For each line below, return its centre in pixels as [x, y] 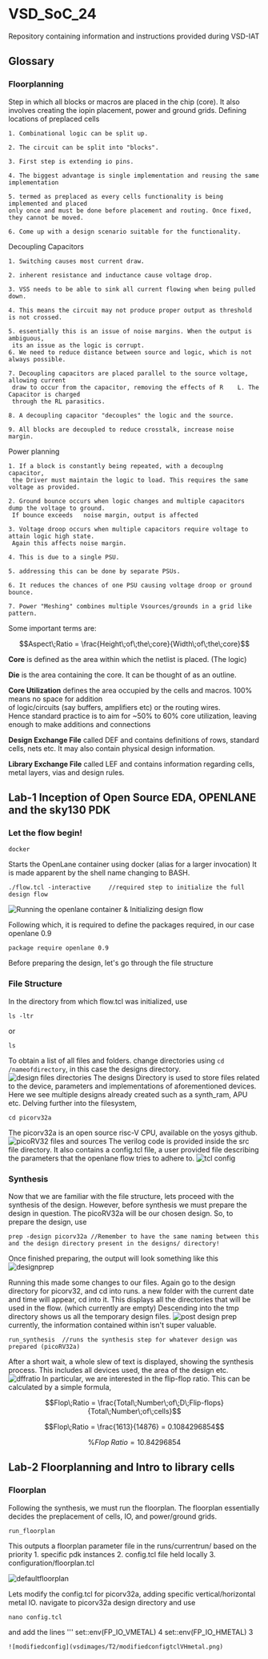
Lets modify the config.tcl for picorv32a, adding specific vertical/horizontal [132, 1594]
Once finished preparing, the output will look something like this [113, 1258]
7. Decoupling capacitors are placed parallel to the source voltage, [128, 373]
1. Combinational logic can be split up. [78, 133]
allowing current [37, 380]
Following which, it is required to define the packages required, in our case [131, 925]
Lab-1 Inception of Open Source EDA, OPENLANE [132, 798]
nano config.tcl [35, 1617]
